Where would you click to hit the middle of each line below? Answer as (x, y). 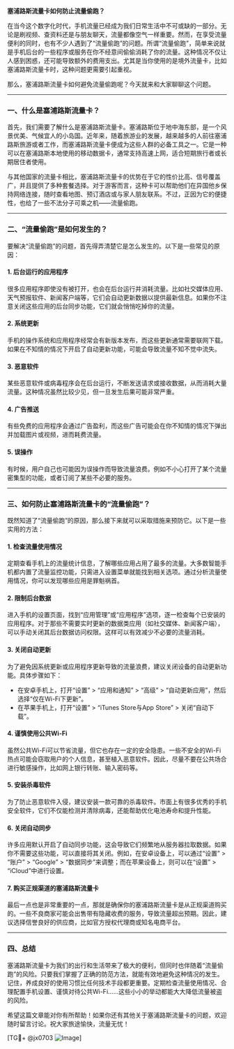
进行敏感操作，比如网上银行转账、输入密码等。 (74, 768)
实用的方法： (25, 529)
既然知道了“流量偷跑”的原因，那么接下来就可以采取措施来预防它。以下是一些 (117, 520)
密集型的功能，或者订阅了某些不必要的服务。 (71, 477)
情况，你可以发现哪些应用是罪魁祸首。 (68, 581)
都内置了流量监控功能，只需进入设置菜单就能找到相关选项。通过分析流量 (117, 572)
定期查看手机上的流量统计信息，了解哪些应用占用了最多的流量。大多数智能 (114, 563)
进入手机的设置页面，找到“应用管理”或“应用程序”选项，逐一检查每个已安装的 (116, 615)
